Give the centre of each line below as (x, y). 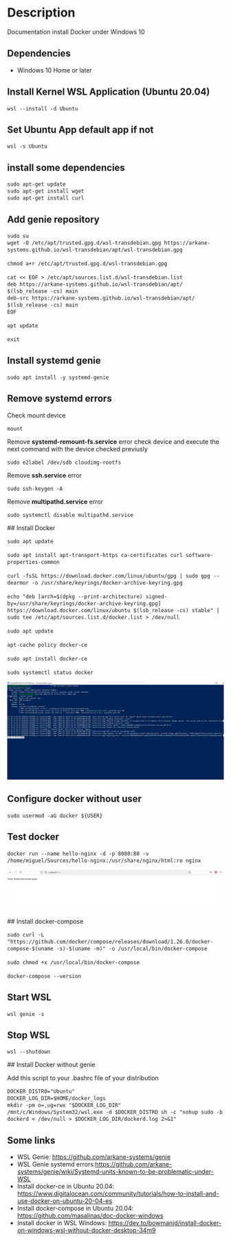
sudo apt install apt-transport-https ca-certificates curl (95, 555)
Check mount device (36, 415)
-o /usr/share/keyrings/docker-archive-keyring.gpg (108, 583)
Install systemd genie (54, 361)
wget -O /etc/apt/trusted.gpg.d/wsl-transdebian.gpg (84, 243)
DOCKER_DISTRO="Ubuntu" (41, 1092)
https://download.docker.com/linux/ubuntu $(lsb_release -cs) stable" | (113, 610)
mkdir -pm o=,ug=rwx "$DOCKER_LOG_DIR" (64, 1106)
